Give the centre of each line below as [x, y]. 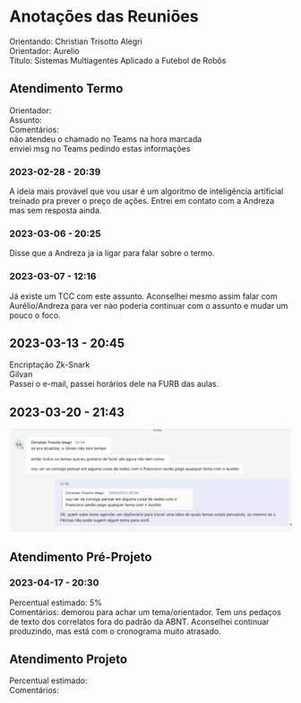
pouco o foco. [35, 315]
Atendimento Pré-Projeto [81, 557]
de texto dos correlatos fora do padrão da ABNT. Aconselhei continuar [139, 621]
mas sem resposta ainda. [56, 211]
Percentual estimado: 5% [56, 602]
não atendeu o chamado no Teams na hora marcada [106, 139]
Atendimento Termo [66, 88]
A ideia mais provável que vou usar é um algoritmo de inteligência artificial [146, 191]
